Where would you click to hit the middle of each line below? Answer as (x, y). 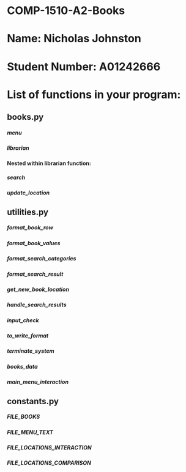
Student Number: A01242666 (84, 66)
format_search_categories (42, 259)
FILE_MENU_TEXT (30, 432)
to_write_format (28, 336)
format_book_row (30, 227)
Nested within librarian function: (49, 163)
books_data (23, 366)
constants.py (33, 401)
